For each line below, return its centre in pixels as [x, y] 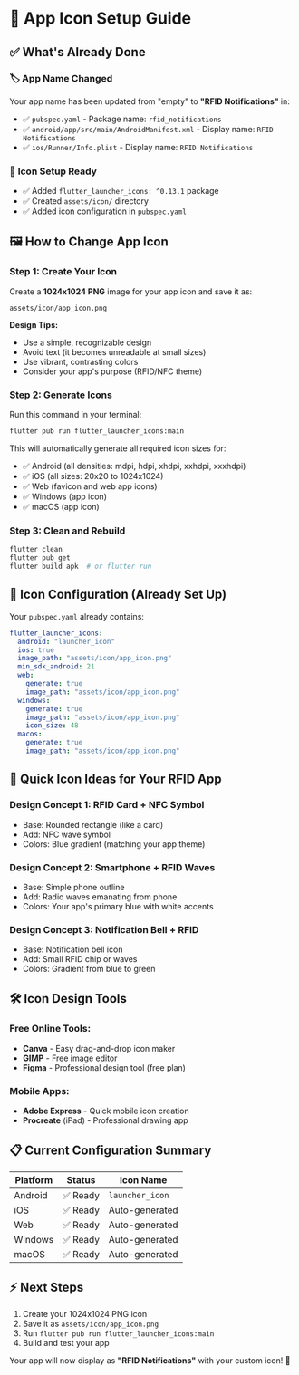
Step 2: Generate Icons [61, 395]
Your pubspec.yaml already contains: [77, 616]
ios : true [36, 650]
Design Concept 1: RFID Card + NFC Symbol [107, 805]
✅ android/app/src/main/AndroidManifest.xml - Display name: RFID [148, 129]
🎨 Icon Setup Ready [53, 171]
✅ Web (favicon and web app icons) [90, 486]
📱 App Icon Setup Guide [101, 19]
